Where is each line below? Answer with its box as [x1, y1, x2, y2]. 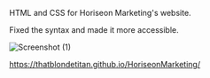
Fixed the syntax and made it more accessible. [9, 25, 179, 35]
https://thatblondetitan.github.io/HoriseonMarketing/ [9, 59, 201, 69]
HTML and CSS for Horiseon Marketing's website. [9, 8, 192, 18]
